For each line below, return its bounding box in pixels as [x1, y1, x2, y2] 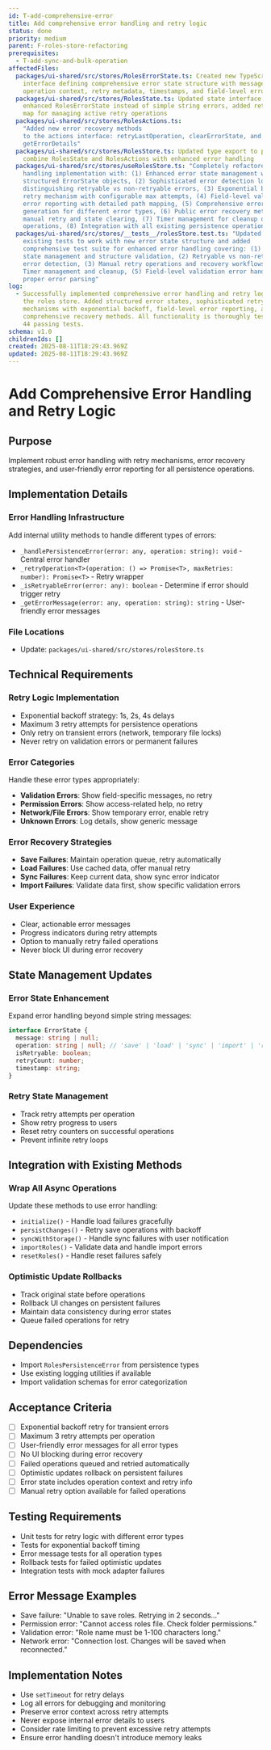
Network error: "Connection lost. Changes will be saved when [19, 1636, 226, 1646]
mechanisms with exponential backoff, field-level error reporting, [23, 305, 258, 313]
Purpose [8, 434, 52, 448]
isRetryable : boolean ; [15, 1048, 92, 1057]
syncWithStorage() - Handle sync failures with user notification [19, 1233, 229, 1243]
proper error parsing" [23, 275, 99, 283]
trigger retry [19, 588, 60, 598]
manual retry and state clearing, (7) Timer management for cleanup [23, 215, 258, 223]
